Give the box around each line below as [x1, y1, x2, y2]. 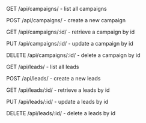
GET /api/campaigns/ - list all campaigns [6, 5, 107, 12]
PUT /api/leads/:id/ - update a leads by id [6, 98, 109, 105]
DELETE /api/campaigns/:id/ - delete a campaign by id [6, 52, 141, 59]
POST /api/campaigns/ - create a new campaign [6, 17, 126, 23]
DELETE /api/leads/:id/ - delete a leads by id [6, 110, 116, 116]
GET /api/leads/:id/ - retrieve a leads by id [6, 86, 110, 94]
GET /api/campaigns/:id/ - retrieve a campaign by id [6, 28, 135, 35]
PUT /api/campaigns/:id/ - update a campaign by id [6, 40, 133, 47]
